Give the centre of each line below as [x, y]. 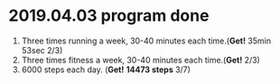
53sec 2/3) [42, 50]
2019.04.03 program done [109, 16]
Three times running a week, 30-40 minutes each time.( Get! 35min [146, 41]
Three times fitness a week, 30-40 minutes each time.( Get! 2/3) [141, 60]
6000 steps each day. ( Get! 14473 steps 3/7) [106, 70]
